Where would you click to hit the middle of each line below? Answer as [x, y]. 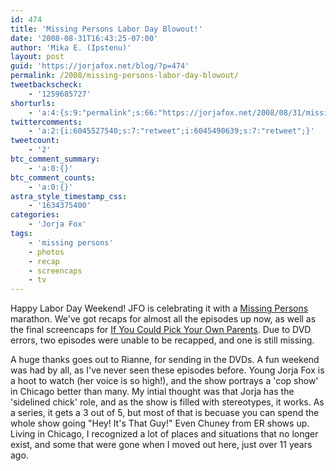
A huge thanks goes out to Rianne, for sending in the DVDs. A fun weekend [165, 360]
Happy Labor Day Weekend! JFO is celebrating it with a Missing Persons [159, 308]
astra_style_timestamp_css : [69, 196]
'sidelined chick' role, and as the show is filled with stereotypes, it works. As [167, 402]
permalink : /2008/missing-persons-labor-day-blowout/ [125, 76]
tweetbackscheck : [46, 85]
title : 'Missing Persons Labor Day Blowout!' [106, 29]
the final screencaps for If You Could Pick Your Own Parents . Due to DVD [161, 330]
